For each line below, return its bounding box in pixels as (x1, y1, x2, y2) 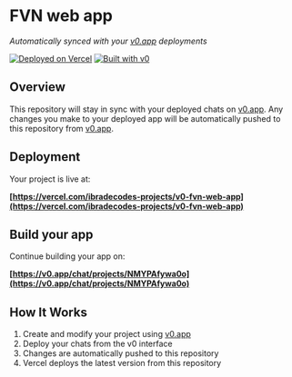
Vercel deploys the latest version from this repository (22, 358, 222, 369)
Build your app (9, 226, 94, 242)
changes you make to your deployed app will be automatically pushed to (9, 113, 281, 124)
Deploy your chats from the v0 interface (22, 338, 173, 350)
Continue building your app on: (9, 251, 126, 262)
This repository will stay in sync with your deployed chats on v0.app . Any (9, 104, 284, 114)
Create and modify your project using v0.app (22, 329, 191, 340)
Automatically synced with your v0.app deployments (9, 35, 207, 46)
